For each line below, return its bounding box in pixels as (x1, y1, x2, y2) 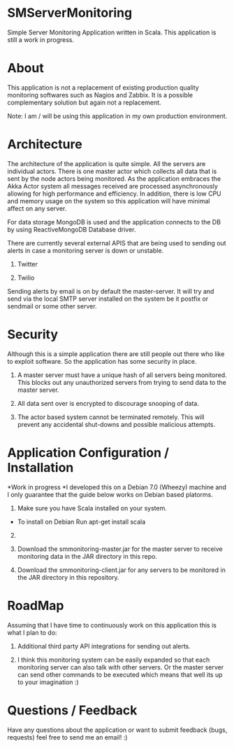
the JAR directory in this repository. (17, 573, 120, 581)
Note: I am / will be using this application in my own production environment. (7, 111, 228, 120)
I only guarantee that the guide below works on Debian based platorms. (7, 490, 213, 498)
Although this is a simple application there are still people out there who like (7, 349, 225, 358)
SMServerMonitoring (7, 5, 133, 21)
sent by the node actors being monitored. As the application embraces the (7, 174, 221, 183)
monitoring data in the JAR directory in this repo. (17, 552, 157, 560)
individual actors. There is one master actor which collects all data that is (7, 167, 217, 175)
